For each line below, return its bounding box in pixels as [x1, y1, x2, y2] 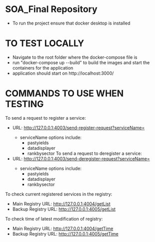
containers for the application [12, 65, 73, 71]
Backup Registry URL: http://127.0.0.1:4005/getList [12, 206, 116, 212]
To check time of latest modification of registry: [5, 215, 103, 221]
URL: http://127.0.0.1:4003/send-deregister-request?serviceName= [12, 155, 150, 161]
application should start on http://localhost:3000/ [12, 70, 114, 76]
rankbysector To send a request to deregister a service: [27, 150, 142, 156]
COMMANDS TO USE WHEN [5, 88, 124, 99]
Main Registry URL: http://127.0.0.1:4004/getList [12, 200, 111, 206]
